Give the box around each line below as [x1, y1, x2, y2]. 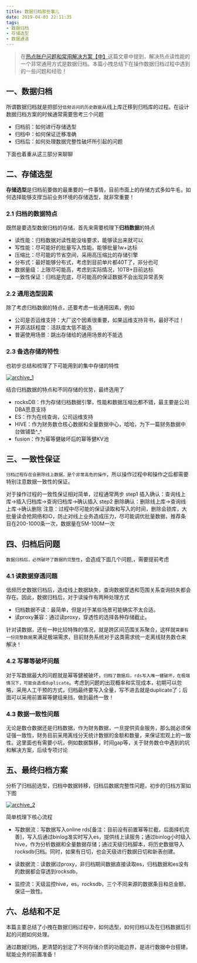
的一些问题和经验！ [20, 68, 67, 74]
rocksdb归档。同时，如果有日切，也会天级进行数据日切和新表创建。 [14, 848, 179, 855]
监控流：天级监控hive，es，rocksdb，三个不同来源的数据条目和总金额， [14, 880, 189, 887]
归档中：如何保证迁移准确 [14, 130, 77, 137]
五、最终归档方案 [6, 765, 68, 775]
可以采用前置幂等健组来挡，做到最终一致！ [11, 693, 114, 701]
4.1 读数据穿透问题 [6, 572, 57, 580]
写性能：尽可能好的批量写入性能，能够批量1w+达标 [14, 244, 138, 251]
